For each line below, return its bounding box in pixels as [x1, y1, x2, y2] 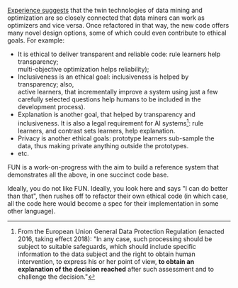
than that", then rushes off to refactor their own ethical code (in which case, [7, 192, 229, 200]
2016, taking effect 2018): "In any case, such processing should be [17, 234, 212, 243]
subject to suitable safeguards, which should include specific [17, 242, 197, 250]
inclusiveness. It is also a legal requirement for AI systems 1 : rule [17, 118, 204, 127]
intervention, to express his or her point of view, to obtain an [17, 257, 195, 265]
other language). [7, 206, 56, 215]
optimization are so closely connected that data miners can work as [7, 13, 205, 22]
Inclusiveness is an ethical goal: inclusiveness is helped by [17, 72, 189, 81]
